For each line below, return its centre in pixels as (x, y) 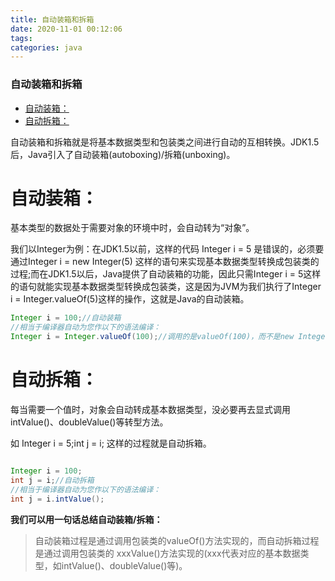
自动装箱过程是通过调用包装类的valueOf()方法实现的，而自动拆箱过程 (177, 540)
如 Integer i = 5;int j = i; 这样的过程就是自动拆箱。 (111, 443)
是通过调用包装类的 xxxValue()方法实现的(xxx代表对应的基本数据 (167, 553)
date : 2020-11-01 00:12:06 (66, 29)
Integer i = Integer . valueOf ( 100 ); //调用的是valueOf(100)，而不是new (152, 337)
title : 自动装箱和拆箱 (52, 19)
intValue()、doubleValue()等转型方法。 (89, 422)
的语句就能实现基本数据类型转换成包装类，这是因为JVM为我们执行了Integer (166, 287)
